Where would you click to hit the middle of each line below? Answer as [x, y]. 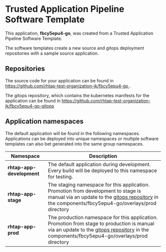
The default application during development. [99, 164]
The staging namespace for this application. [99, 184]
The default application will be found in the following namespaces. [73, 133]
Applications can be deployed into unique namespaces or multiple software [82, 139]
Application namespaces [44, 122]
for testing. [60, 177]
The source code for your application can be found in [59, 80]
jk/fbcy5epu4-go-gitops [30, 106]
